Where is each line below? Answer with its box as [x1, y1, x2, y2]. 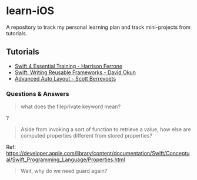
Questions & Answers [6, 89, 69, 98]
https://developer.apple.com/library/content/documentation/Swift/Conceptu [6, 150, 190, 157]
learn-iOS [6, 4, 55, 18]
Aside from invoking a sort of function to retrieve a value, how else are [20, 126, 191, 133]
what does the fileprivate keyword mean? [20, 103, 121, 110]
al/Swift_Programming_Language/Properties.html [6, 156, 125, 163]
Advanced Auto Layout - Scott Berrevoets [14, 75, 116, 82]
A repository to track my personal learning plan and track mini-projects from [6, 24, 191, 31]
